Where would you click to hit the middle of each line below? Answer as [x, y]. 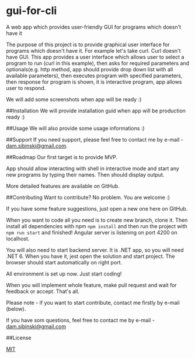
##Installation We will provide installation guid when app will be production [96, 111]
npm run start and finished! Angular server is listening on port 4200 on [92, 232]
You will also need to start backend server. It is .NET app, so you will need [95, 250]
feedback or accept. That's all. [43, 291]
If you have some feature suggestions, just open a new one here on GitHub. [97, 208]
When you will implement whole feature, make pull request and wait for [91, 285]
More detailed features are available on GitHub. [63, 186]
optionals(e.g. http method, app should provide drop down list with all [90, 69]
